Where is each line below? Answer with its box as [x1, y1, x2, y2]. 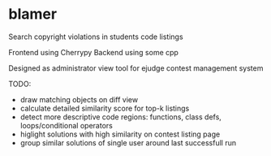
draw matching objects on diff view [19, 94, 139, 104]
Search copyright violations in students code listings [8, 32, 184, 41]
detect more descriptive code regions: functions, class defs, [19, 111, 222, 122]
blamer [8, 5, 58, 24]
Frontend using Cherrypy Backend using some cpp [8, 47, 179, 57]
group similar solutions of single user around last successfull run [19, 137, 237, 147]
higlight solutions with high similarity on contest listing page [19, 129, 221, 139]
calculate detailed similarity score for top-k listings [19, 103, 190, 113]
